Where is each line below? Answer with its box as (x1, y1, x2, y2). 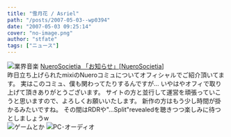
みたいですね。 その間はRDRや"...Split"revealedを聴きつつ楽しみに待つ (19, 105, 221, 113)
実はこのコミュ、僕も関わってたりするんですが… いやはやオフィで (20, 80, 210, 87)
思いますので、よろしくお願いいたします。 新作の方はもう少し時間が (19, 97, 216, 104)
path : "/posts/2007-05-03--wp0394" (7, 17, 111, 24)
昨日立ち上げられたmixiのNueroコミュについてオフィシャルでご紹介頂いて (7, 71, 219, 79)
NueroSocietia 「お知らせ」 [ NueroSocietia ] (40, 62, 165, 70)
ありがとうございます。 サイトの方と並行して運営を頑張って (37, 88, 209, 96)
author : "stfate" (7, 36, 58, 43)
